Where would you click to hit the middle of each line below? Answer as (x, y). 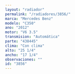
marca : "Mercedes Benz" (29, 18)
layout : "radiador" (25, 9)
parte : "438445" (21, 41)
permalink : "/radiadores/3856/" (38, 14)
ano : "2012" (17, 28)
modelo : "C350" (20, 23)
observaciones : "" (24, 59)
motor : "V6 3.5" (21, 32)
